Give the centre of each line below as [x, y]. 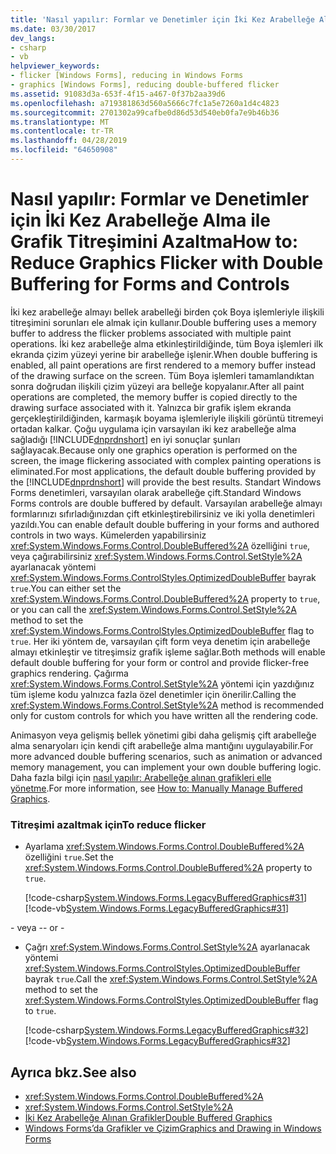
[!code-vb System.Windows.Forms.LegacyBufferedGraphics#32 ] [157, 1041]
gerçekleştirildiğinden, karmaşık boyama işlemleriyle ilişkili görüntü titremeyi [167, 418]
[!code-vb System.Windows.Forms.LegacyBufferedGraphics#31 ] [156, 908]
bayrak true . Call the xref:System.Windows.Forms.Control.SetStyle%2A [171, 979]
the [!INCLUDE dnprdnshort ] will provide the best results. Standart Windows [166, 482]
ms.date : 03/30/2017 [53, 29]
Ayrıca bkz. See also [73, 1072]
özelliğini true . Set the [69, 857]
